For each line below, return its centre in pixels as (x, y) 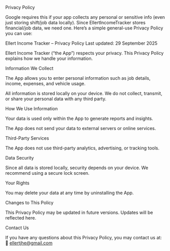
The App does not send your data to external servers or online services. (81, 128)
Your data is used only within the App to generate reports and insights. (79, 118)
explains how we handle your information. (49, 58)
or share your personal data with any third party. (56, 99)
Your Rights (17, 183)
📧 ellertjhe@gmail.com (29, 243)
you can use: (19, 33)
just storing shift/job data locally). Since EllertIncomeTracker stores (76, 23)
